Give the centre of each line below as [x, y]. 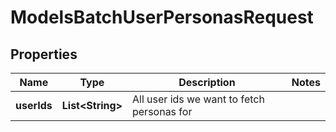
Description [207, 82]
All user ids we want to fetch [198, 99]
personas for [162, 111]
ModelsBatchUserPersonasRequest [162, 17]
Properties [44, 54]
